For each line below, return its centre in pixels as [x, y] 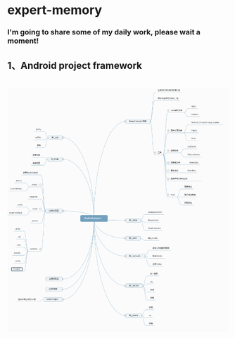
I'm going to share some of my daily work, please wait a [104, 32]
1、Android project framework [75, 65]
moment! [23, 41]
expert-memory [55, 10]
